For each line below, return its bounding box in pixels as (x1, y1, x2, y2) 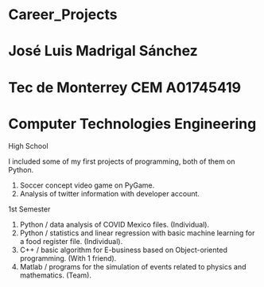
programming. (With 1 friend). (19, 253, 117, 263)
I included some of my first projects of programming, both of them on (8, 157, 236, 166)
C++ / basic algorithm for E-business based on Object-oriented (19, 245, 228, 254)
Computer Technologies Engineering (8, 114, 257, 133)
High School (8, 141, 49, 150)
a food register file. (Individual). (19, 236, 123, 246)
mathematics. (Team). (19, 270, 92, 280)
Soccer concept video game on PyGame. (19, 180, 155, 190)
